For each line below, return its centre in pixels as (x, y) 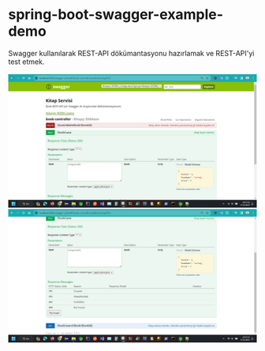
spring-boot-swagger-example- (116, 15)
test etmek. (26, 62)
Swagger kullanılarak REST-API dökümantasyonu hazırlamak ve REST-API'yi (131, 53)
